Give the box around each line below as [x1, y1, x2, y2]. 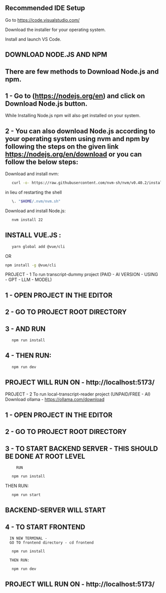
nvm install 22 [11, 217, 43, 222]
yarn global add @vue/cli [11, 244, 65, 249]
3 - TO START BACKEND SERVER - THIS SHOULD [5, 444, 158, 453]
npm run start [11, 492, 41, 497]
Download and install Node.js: [5, 207, 66, 214]
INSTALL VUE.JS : [5, 231, 61, 239]
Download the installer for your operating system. [5, 27, 106, 33]
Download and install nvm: [5, 171, 59, 177]
